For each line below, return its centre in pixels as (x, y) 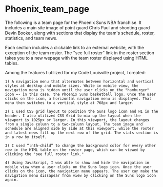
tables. (12, 63)
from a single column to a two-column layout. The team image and (74, 124)
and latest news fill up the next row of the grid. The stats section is (82, 133)
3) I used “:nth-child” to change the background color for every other (81, 145)
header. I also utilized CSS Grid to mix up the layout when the (73, 116)
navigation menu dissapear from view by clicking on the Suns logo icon (81, 175)
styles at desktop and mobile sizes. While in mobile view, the (72, 86)
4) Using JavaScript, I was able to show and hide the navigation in (77, 163)
